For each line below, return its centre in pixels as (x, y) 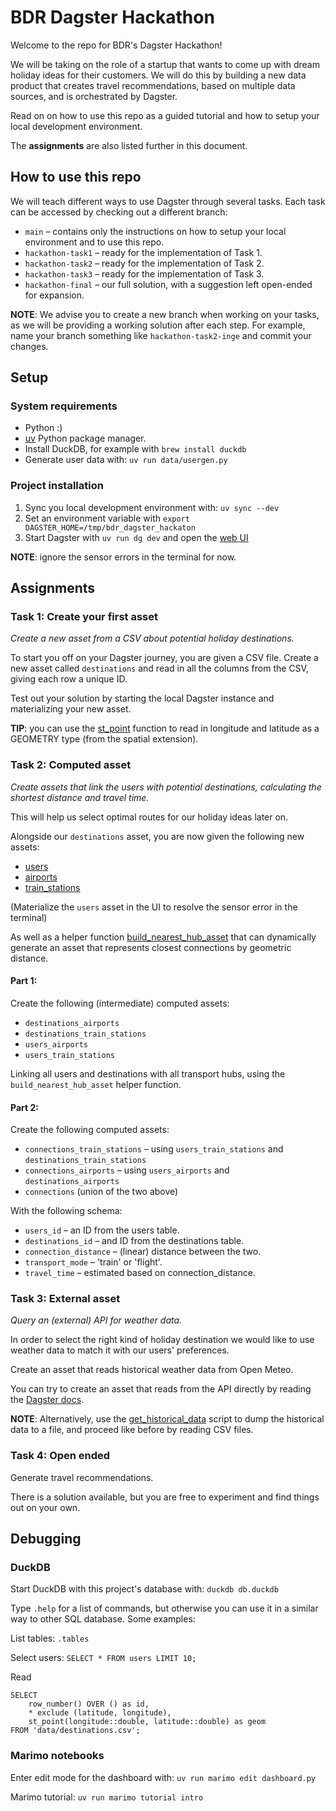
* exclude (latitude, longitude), (100, 1713)
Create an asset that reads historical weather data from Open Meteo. (152, 1370)
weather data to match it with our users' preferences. (120, 1350)
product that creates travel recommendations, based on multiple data (153, 85)
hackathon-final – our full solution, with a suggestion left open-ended (168, 284)
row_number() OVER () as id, (89, 1704)
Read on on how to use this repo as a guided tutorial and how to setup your (165, 115)
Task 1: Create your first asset (84, 617)
